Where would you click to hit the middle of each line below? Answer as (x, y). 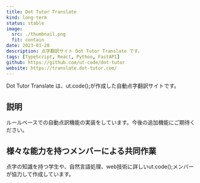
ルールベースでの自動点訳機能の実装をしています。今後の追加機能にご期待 (98, 123)
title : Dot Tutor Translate (42, 12)
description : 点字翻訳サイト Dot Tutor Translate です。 (74, 51)
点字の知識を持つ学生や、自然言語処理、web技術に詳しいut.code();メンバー (100, 166)
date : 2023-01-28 (28, 46)
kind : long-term (27, 18)
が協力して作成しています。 (40, 174)
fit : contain (28, 40)
